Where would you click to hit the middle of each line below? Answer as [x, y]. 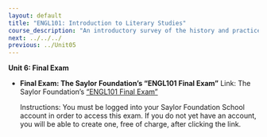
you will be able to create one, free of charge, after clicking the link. [130, 124]
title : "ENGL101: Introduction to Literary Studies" [97, 23]
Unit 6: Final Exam [39, 68]
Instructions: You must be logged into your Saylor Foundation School [132, 108]
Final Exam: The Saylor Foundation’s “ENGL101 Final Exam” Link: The [135, 84]
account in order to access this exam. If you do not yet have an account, [138, 115]
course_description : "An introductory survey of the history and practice [135, 30]
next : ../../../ [35, 38]
